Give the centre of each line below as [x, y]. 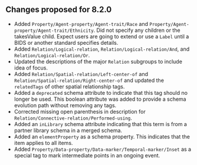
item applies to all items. [43, 143]
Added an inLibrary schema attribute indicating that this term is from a [100, 124]
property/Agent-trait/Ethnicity [54, 31]
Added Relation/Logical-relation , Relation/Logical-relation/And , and [102, 49]
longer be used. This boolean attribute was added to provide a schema [100, 99]
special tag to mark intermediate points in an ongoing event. [87, 155]
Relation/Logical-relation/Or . [52, 55]
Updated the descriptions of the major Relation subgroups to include [98, 61]
